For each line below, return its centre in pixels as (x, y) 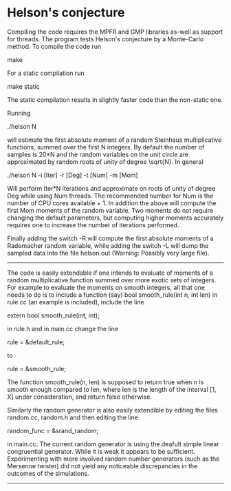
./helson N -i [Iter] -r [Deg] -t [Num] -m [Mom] (73, 175)
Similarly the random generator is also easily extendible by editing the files (112, 410)
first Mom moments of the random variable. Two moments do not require (110, 210)
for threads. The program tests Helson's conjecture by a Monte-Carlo (106, 39)
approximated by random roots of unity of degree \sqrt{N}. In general (106, 161)
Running (19, 113)
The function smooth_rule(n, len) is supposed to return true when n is (106, 382)
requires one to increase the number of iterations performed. (93, 224)
